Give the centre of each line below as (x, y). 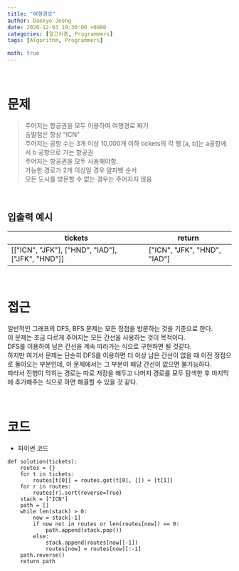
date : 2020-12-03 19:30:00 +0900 (57, 27)
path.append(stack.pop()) (84, 530)
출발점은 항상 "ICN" (52, 134)
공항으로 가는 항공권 (66, 152)
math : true (23, 53)
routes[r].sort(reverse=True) (78, 493)
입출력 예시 (30, 218)
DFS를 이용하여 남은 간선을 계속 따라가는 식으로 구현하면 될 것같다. (100, 346)
